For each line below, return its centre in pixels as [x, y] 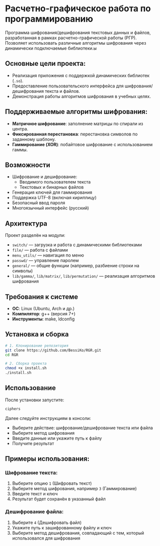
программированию [49, 19]
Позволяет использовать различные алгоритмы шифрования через [76, 43]
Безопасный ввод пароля [39, 203]
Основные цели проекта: [46, 64]
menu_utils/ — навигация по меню [48, 255]
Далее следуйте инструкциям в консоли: [48, 418]
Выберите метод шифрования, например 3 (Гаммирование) [74, 489]
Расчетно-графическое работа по [78, 9]
